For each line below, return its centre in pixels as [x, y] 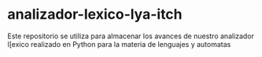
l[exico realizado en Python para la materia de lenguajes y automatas [119, 44]
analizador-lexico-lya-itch [95, 14]
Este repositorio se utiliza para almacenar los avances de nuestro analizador [131, 36]
